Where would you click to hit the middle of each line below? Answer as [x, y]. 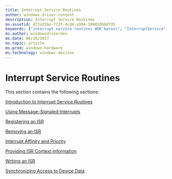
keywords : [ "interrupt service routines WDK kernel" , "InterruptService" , [87, 29]
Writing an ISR [20, 161]
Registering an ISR [25, 122]
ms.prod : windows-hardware [34, 48]
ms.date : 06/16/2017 [27, 39]
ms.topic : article [25, 43]
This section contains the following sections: [52, 92]
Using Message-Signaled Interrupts [43, 112]
